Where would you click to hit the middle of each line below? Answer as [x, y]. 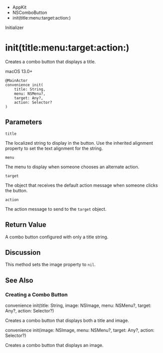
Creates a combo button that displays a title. [51, 62]
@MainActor [16, 80]
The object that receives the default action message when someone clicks [81, 185]
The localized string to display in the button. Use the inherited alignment [79, 143]
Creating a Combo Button [37, 294]
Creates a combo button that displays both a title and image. [67, 320]
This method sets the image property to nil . [50, 264]
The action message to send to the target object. [56, 209]
